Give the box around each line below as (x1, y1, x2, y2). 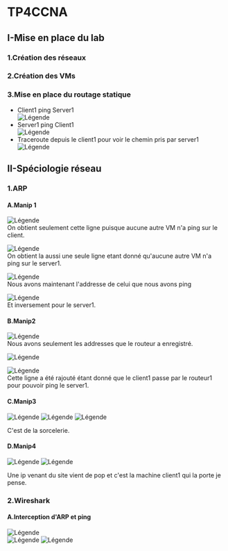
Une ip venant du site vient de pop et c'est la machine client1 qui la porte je (7, 470, 222, 479)
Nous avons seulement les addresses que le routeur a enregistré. (7, 340, 193, 348)
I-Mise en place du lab (7, 32, 105, 44)
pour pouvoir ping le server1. (7, 381, 89, 390)
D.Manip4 (7, 442, 37, 450)
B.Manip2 (7, 317, 36, 325)
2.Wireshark (7, 495, 51, 505)
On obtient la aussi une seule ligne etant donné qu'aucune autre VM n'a (7, 252, 212, 261)
